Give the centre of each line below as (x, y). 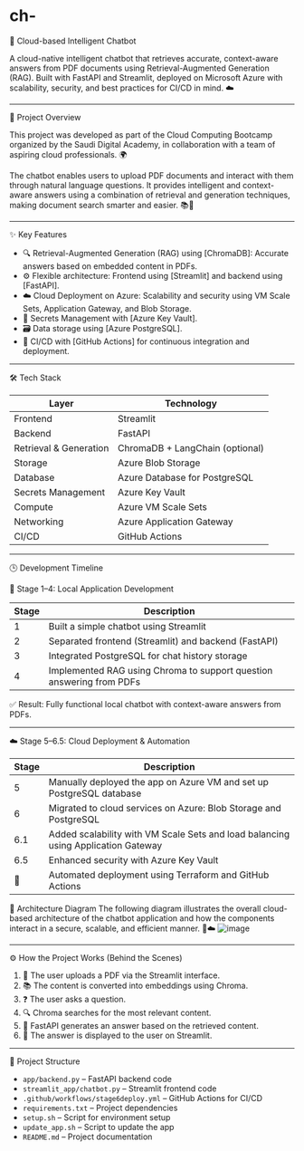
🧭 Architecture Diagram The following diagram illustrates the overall (135, 908)
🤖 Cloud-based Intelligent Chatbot (73, 41)
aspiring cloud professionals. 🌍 (68, 154)
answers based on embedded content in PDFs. (109, 266)
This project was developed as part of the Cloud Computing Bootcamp (141, 134)
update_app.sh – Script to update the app (98, 1127)
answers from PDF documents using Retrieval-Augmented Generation (139, 68)
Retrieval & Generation (62, 447)
